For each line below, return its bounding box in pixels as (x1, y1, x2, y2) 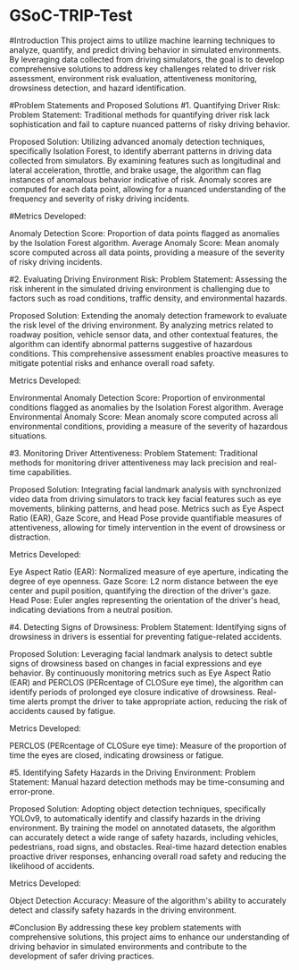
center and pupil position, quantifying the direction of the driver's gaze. (9, 585, 271, 596)
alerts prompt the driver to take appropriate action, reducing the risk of (27, 695, 287, 707)
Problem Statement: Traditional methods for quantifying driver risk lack (9, 109, 270, 120)
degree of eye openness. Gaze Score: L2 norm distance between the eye (9, 575, 278, 586)
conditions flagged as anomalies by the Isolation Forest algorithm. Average (9, 402, 284, 413)
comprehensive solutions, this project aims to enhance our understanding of (9, 932, 290, 942)
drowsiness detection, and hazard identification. (9, 82, 187, 93)
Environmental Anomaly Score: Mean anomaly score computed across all (9, 411, 278, 421)
